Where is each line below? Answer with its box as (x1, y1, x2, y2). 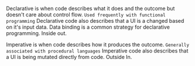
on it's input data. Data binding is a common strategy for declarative (6, 23, 170, 30)
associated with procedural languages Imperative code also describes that (6, 47, 189, 54)
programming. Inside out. (6, 30, 67, 37)
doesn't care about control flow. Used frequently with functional (6, 11, 166, 18)
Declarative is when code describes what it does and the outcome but (6, 5, 175, 12)
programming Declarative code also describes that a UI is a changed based (6, 18, 184, 24)
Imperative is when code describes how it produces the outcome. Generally (6, 41, 189, 48)
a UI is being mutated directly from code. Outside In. (6, 54, 132, 60)
